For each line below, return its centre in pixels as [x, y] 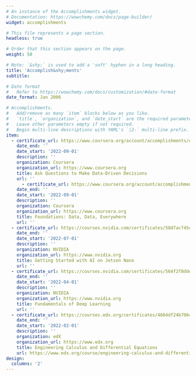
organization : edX [39, 337]
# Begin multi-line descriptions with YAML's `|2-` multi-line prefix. [98, 129]
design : [15, 358]
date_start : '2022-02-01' [48, 326]
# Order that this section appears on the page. [66, 49]
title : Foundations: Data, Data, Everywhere [71, 217]
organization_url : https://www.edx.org [65, 342]
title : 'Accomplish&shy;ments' [44, 70]
